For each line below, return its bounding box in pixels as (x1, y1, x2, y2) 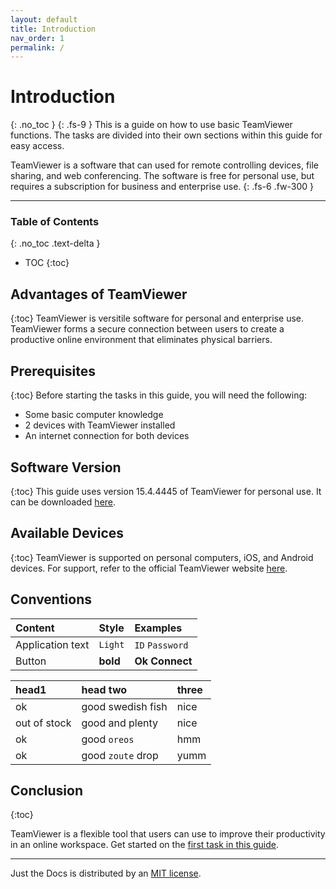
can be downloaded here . (10, 496, 117, 508)
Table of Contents (10, 215, 100, 229)
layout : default (10, 14, 78, 25)
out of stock (15, 716, 72, 730)
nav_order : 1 (10, 33, 65, 43)
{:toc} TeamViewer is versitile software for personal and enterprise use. (10, 312, 305, 325)
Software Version (10, 459, 122, 476)
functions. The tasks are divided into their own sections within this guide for (10, 129, 323, 141)
